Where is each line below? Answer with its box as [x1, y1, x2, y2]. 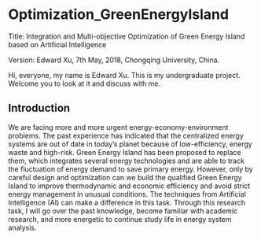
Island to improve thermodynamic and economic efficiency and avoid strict [8, 181, 251, 190]
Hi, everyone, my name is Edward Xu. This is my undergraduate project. [8, 70, 241, 79]
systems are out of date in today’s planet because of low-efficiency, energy [8, 139, 253, 149]
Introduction [8, 102, 71, 115]
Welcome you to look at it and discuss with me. [8, 79, 161, 88]
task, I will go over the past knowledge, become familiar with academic [8, 206, 238, 216]
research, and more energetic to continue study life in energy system [8, 214, 232, 223]
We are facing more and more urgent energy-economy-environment [8, 122, 229, 131]
